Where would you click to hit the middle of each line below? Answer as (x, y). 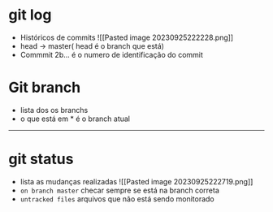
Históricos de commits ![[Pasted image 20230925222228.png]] (127, 37)
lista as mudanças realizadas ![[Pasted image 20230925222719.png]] (136, 181)
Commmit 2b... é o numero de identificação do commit (111, 54)
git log (30, 15)
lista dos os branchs (54, 110)
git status (41, 159)
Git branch (45, 88)
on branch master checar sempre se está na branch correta (119, 190)
